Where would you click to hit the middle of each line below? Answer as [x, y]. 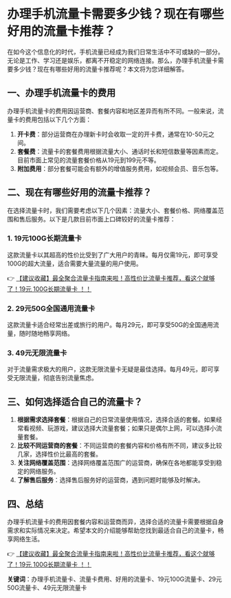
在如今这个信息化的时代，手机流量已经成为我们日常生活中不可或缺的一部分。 [115, 52]
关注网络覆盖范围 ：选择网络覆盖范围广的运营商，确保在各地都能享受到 [117, 463]
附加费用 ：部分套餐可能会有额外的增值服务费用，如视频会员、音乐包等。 [119, 168]
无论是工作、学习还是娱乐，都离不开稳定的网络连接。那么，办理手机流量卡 [112, 60]
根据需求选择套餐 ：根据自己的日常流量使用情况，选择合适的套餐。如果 [117, 420]
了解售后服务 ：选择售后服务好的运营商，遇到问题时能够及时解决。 [110, 480]
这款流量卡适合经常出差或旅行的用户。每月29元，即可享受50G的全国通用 [110, 325]
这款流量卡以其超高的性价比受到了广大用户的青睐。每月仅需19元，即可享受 [113, 255]
